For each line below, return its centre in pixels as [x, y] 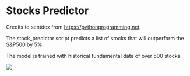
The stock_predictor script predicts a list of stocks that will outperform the [95, 38]
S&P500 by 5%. [25, 44]
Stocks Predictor [47, 11]
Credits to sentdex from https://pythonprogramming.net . [74, 27]
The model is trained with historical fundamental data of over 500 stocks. [94, 56]
